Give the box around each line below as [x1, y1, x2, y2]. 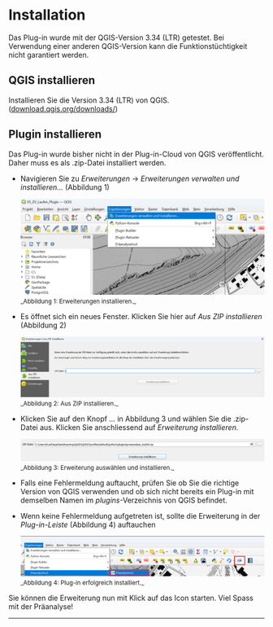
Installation [8, 6, 86, 24]
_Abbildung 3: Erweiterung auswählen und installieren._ [19, 463, 175, 471]
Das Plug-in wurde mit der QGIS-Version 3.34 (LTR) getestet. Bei [8, 33, 225, 42]
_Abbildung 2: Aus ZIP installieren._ [19, 399, 119, 408]
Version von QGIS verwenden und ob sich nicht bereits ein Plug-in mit [19, 486, 254, 496]
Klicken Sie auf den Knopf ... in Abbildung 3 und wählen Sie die [19, 414, 232, 423]
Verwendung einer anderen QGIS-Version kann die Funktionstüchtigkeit [8, 41, 248, 50]
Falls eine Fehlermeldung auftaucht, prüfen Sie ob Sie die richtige [19, 478, 240, 488]
